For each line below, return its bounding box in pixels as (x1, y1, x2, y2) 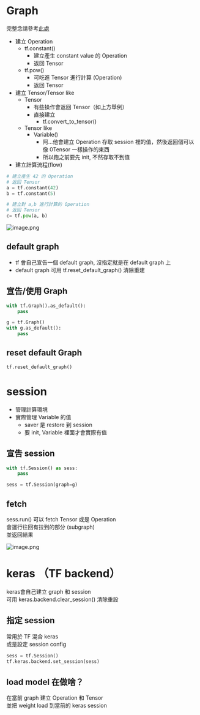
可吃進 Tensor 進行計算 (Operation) (33, 74, 122, 81)
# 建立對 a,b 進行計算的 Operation (6, 202, 90, 208)
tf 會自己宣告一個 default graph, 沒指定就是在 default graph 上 (15, 259, 171, 266)
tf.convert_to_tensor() (42, 118, 97, 125)
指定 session (6, 615, 55, 626)
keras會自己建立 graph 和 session (6, 588, 91, 595)
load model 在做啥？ (6, 676, 84, 687)
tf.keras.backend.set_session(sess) (6, 658, 100, 665)
